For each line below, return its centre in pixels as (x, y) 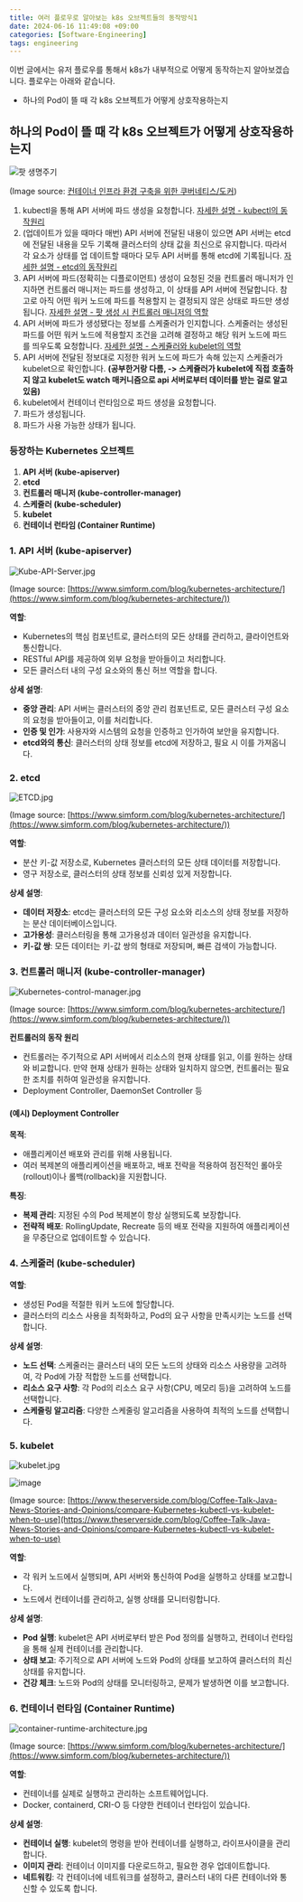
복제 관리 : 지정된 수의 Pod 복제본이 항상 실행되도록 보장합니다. (132, 1215)
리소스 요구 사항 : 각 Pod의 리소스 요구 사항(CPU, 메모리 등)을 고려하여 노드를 (156, 1388)
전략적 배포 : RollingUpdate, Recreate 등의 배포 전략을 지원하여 (133, 1227)
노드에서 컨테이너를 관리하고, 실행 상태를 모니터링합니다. (121, 1599)
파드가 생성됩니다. (54, 414)
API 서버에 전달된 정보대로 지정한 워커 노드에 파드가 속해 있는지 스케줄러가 (152, 357)
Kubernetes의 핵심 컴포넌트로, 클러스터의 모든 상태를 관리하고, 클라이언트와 (156, 636)
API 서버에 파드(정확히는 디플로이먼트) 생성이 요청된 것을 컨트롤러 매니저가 (153, 278)
